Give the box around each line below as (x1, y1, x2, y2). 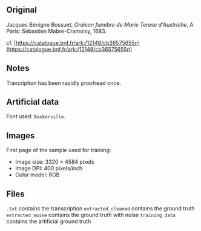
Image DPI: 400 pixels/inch (15, 165, 83, 172)
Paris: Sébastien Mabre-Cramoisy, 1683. (6, 27, 107, 35)
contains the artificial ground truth (6, 218, 91, 225)
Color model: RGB (15, 171, 60, 178)
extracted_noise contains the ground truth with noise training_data (6, 212, 176, 219)
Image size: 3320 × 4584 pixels (15, 158, 94, 166)
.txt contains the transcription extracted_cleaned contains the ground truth (6, 205, 195, 212)
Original (6, 5, 38, 15)
